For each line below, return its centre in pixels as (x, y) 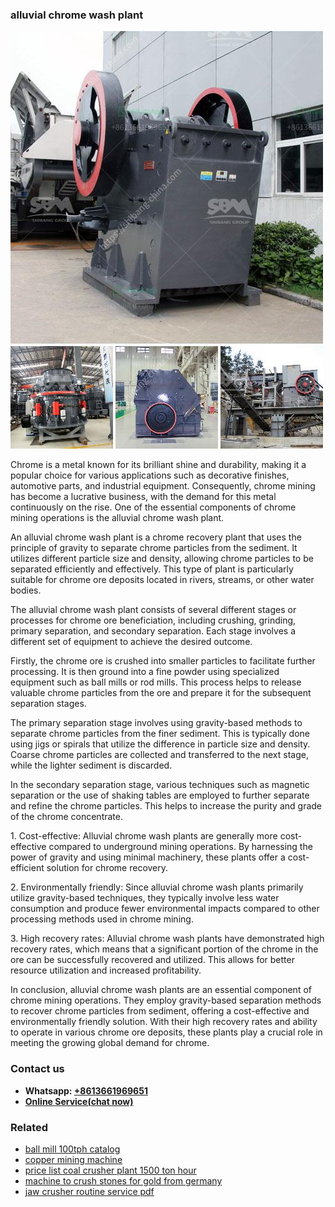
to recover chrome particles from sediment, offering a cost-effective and (160, 1011)
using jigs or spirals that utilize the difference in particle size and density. (160, 744)
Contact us (37, 1069)
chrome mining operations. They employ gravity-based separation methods (166, 1000)
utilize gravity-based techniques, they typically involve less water (145, 898)
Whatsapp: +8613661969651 (86, 1090)
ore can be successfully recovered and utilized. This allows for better (152, 960)
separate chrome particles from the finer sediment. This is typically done (160, 734)
